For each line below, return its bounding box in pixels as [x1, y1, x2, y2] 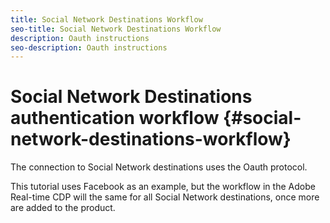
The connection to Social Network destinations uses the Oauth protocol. [10, 161, 308, 173]
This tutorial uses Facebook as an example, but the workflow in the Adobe [10, 181, 316, 193]
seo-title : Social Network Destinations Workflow [10, 24, 222, 34]
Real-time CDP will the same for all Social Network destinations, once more [10, 191, 320, 203]
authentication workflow [10, 107, 220, 130]
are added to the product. [10, 202, 116, 214]
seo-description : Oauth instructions [10, 42, 168, 53]
